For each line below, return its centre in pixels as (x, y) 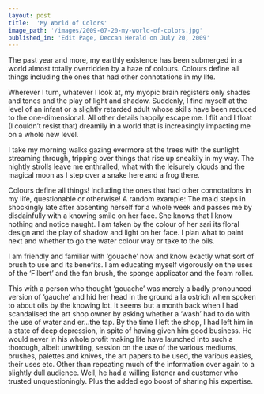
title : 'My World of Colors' (58, 23)
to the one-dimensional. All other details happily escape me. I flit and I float (130, 118)
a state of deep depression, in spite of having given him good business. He (130, 331)
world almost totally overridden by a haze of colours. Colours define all (124, 69)
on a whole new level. (43, 135)
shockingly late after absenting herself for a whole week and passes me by (130, 208)
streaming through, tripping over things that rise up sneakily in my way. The (131, 159)
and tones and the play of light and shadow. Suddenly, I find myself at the (128, 101)
